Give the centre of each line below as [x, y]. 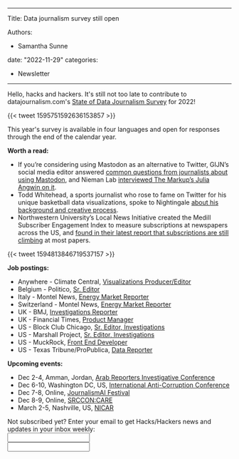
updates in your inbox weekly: [51, 429]
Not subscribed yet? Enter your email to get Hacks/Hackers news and [110, 422]
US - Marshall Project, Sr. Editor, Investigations [86, 335]
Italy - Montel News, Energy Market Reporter [83, 297]
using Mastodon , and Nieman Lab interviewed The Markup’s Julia [113, 180]
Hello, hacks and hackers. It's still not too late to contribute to [97, 94]
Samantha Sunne [43, 46]
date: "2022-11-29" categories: [53, 60]
